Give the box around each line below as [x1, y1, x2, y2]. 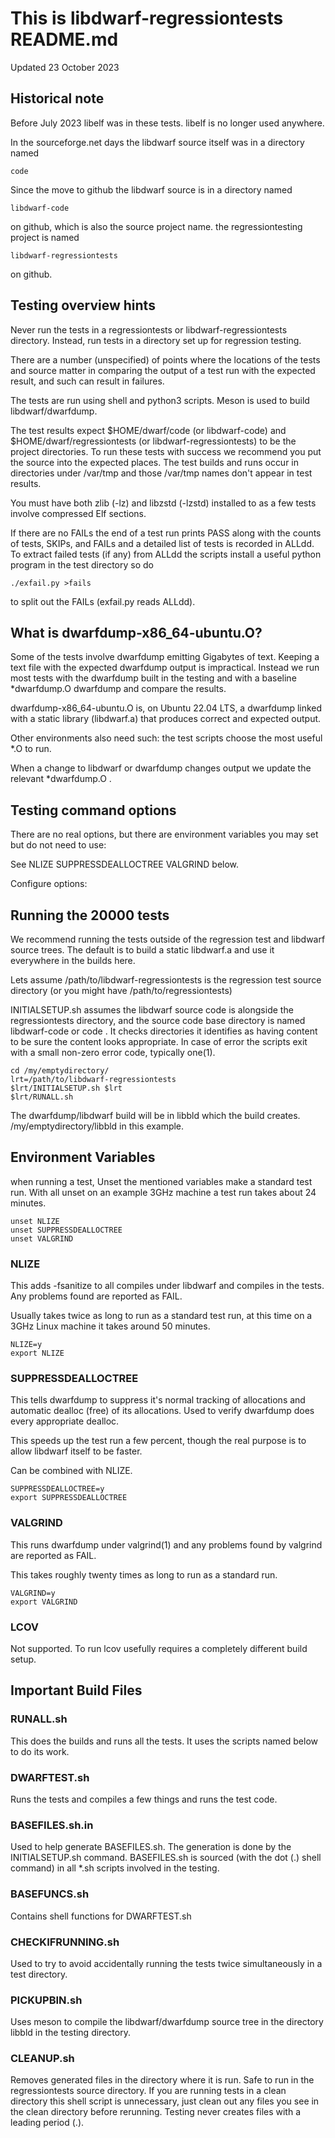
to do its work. [10, 1745, 70, 1757]
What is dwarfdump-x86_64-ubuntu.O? [10, 624, 263, 641]
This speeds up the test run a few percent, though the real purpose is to [10, 1435, 307, 1447]
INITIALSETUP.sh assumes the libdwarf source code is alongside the [10, 1004, 294, 1016]
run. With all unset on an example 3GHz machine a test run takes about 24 [10, 1186, 317, 1198]
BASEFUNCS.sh [10, 1887, 90, 1901]
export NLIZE [10, 1348, 65, 1359]
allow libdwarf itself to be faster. [10, 1445, 143, 1457]
